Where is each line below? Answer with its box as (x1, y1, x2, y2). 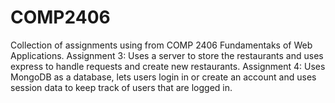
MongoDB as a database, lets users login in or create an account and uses (10, 71, 317, 83)
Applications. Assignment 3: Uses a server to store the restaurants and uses (10, 49, 324, 61)
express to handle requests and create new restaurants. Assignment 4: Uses (10, 60, 326, 72)
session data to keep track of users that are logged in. (10, 81, 233, 93)
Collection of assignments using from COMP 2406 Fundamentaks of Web (10, 39, 313, 51)
